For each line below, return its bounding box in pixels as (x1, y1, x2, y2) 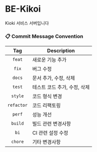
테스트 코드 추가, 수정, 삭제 (32, 84, 90, 91)
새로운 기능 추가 (32, 57, 67, 63)
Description (47, 47, 75, 54)
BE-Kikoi (5, 3, 41, 15)
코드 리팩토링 (32, 102, 61, 109)
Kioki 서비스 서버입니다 (5, 20, 49, 26)
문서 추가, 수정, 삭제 (32, 75, 75, 81)
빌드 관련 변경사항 (32, 120, 71, 127)
